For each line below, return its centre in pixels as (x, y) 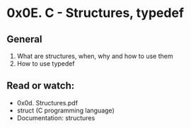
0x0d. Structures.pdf (47, 103)
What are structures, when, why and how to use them (95, 56)
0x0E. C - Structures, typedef (95, 13)
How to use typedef (46, 64)
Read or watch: (41, 86)
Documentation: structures (56, 117)
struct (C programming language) (65, 110)
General (25, 39)
